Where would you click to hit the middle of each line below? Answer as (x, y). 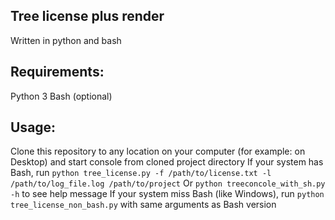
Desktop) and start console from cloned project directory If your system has (167, 162)
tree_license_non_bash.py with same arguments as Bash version (143, 205)
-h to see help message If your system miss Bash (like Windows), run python (167, 194)
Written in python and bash (66, 40)
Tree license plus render (87, 16)
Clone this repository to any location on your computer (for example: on (158, 151)
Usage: (33, 127)
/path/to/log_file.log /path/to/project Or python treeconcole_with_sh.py (168, 183)
